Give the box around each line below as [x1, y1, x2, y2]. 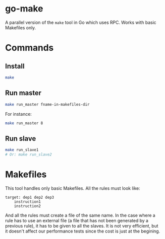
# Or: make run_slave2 [5, 152, 52, 157]
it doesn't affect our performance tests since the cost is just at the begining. [5, 228, 160, 234]
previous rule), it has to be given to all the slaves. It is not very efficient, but [5, 223, 159, 229]
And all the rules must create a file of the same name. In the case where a [5, 212, 156, 218]
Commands [5, 42, 54, 54]
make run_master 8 [5, 120, 43, 126]
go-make [5, 3, 44, 14]
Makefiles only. [5, 24, 36, 30]
